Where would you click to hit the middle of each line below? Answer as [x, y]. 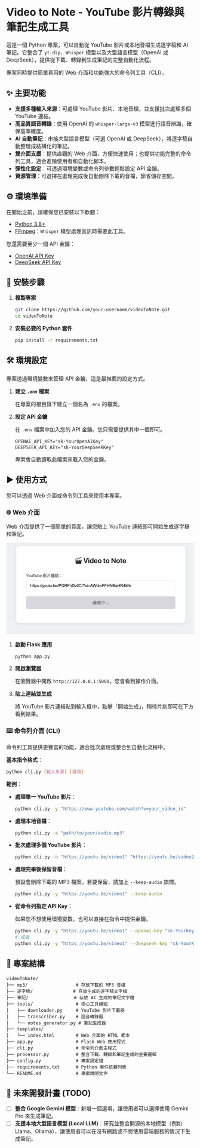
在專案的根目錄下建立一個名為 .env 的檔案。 [69, 404]
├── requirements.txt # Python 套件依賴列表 [66, 1067]
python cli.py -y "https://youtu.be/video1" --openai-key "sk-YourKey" [106, 931]
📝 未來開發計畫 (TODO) [49, 1093]
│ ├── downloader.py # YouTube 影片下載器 [66, 1010]
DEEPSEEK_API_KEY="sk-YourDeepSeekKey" [64, 447]
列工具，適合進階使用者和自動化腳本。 [62, 161]
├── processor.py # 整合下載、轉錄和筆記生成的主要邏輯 [81, 1054]
